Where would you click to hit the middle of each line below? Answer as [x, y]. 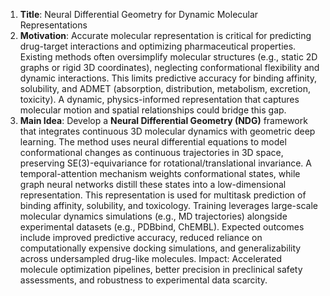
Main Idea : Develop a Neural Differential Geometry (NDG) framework [163, 120]
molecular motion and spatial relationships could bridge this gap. [153, 110]
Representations [53, 25]
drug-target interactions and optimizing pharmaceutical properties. [158, 46]
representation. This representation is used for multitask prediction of [163, 195]
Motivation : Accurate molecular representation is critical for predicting [165, 35]
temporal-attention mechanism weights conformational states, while [160, 173]
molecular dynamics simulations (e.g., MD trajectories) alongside [153, 216]
